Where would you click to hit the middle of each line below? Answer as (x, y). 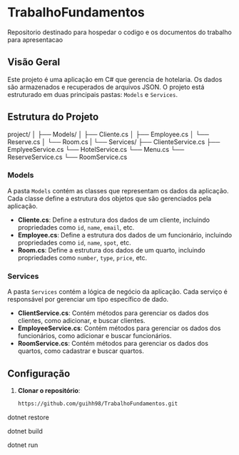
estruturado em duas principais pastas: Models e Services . (93, 94)
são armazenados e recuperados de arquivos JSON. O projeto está (106, 87)
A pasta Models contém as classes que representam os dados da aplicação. (118, 190)
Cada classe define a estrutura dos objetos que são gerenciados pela (110, 198)
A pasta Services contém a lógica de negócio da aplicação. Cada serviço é (118, 292)
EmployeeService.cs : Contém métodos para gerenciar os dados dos (119, 328)
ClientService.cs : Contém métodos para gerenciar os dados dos (113, 313)
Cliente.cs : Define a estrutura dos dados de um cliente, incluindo (114, 220)
